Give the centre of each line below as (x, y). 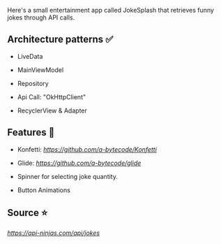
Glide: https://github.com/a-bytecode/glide (79, 163)
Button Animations (44, 190)
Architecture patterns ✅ (60, 40)
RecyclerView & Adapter (52, 110)
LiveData (30, 56)
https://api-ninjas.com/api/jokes (53, 233)
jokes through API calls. (41, 17)
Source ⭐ (28, 213)
